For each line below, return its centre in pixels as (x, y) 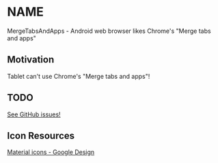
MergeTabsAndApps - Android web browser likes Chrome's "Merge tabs (109, 31)
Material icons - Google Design (51, 152)
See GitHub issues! (34, 114)
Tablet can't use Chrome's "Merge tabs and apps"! (79, 76)
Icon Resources (41, 135)
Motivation (31, 60)
